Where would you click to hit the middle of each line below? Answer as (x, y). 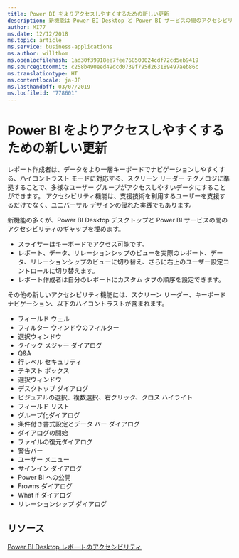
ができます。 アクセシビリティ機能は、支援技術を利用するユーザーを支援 (113, 196)
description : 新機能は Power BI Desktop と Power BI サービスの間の (105, 21)
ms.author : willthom (38, 54)
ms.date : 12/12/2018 (38, 34)
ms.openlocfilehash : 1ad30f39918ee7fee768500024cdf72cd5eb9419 (103, 60)
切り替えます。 (77, 271)
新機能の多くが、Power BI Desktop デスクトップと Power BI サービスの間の (118, 220)
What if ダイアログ (45, 495)
